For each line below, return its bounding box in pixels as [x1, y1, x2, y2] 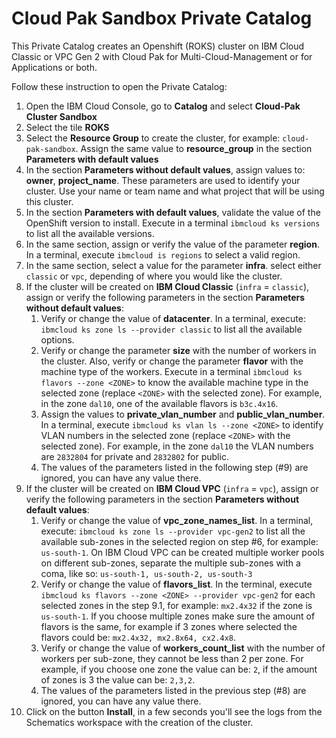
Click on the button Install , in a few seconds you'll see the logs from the [25, 705, 323, 717]
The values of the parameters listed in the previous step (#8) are [40, 684, 307, 696]
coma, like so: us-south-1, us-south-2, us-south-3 [40, 567, 253, 579]
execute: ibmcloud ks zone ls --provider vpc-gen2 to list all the [40, 525, 306, 537]
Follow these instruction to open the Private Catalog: [11, 80, 228, 92]
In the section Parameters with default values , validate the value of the [25, 206, 321, 218]
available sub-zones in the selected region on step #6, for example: [40, 535, 319, 547]
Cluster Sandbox [25, 110, 98, 122]
